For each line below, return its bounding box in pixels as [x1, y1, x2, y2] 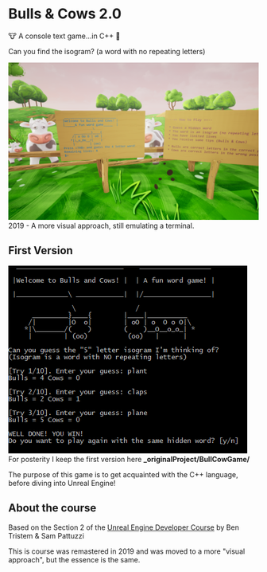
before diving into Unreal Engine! [8, 478, 116, 488]
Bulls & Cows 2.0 [8, 5, 122, 23]
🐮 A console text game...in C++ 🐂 [8, 31, 121, 41]
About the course [8, 501, 97, 515]
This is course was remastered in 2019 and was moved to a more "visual [8, 547, 246, 556]
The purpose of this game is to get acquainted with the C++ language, [8, 469, 238, 479]
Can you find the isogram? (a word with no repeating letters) [8, 46, 206, 56]
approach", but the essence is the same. [8, 554, 141, 564]
